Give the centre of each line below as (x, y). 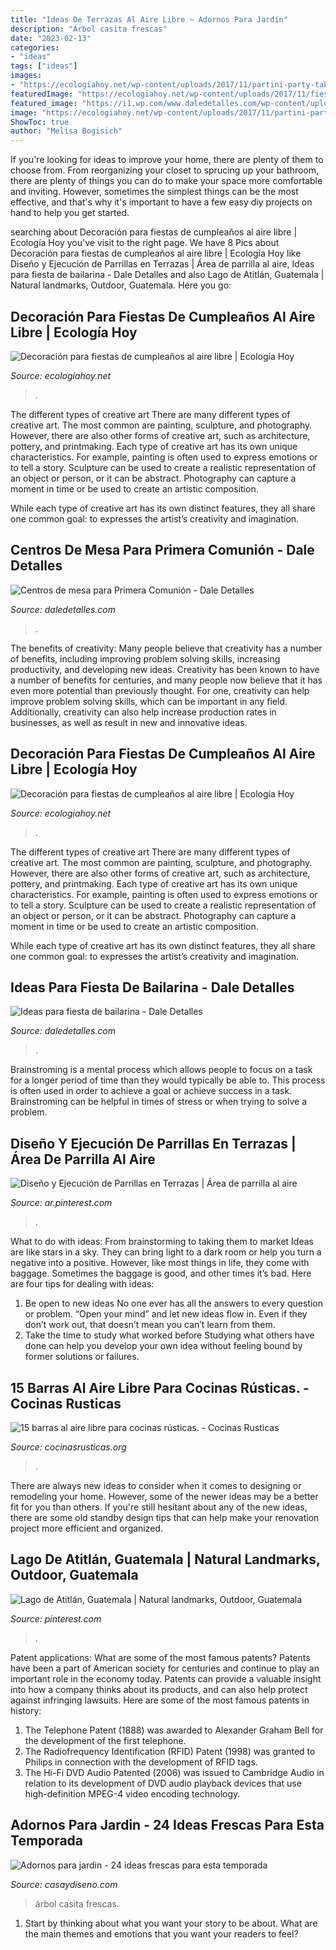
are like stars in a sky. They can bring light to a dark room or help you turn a (166, 1252)
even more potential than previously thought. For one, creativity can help (160, 690)
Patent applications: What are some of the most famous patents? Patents (160, 1657)
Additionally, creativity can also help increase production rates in (143, 712)
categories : (35, 47)
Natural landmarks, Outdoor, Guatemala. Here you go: (121, 285)
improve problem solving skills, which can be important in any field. (149, 701)
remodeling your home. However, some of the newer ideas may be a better (164, 1496)
